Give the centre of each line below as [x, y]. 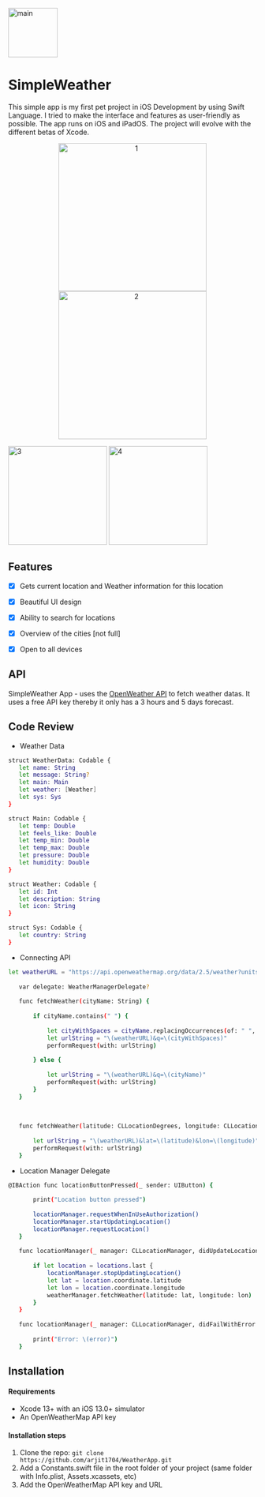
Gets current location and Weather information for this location [121, 586]
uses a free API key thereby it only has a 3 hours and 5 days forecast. [121, 702]
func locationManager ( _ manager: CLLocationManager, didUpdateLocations [140, 1251]
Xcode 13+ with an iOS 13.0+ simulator [82, 1409]
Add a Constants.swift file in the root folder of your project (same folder [136, 1468]
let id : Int [38, 891]
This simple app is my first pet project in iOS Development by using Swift [126, 107]
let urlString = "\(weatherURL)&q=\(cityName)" [127, 1075]
